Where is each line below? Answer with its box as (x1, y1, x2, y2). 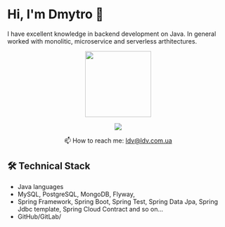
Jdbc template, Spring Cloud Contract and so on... (17, 205, 164, 213)
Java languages (17, 182, 64, 190)
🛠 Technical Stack (7, 160, 91, 172)
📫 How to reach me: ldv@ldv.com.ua (64, 136, 172, 145)
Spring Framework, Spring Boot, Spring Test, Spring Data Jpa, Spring (17, 197, 218, 206)
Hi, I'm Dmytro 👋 (7, 6, 104, 22)
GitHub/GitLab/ (17, 212, 62, 221)
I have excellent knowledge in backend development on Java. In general (7, 30, 217, 38)
